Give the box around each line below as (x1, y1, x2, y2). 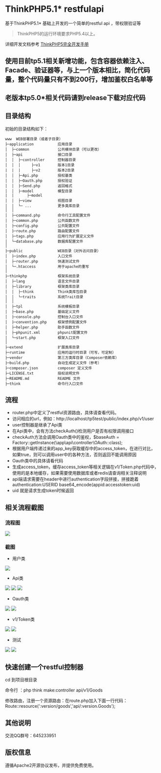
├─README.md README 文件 (5, 376, 81, 381)
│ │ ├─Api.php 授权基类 (5, 173, 72, 178)
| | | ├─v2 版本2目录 (5, 168, 75, 173)
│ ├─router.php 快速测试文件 (5, 259, 80, 264)
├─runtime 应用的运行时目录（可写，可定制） (5, 350, 116, 355)
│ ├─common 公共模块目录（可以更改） (5, 147, 102, 152)
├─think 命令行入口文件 (5, 381, 84, 386)
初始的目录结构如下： (5, 126, 48, 132)
